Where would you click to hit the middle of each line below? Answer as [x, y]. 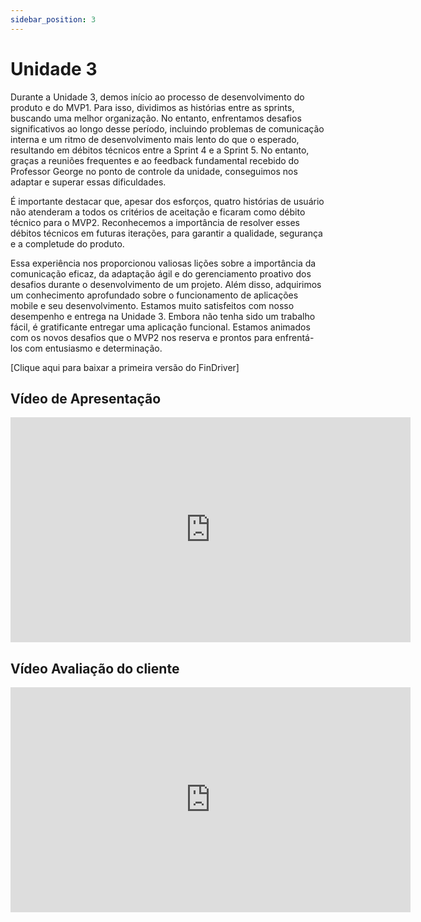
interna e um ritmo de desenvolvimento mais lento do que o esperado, [155, 139]
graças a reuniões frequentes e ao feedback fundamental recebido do [155, 160]
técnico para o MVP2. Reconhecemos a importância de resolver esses [155, 222]
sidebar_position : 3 [53, 19]
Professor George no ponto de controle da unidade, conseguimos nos [154, 171]
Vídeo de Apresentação [86, 398]
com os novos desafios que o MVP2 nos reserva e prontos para [141, 337]
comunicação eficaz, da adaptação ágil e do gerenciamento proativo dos [161, 273]
